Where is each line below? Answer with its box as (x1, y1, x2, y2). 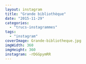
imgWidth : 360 (5, 43, 34, 48)
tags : (5, 29, 16, 34)
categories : (5, 20, 29, 26)
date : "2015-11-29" (5, 16, 45, 21)
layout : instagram (5, 7, 42, 12)
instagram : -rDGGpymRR (5, 51, 51, 57)
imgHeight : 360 (5, 47, 36, 52)
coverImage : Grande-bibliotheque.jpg (5, 38, 82, 43)
